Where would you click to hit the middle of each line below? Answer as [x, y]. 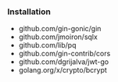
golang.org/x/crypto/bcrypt [63, 70]
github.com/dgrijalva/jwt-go [64, 62]
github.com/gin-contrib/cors [64, 54]
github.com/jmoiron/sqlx [58, 37]
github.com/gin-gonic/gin [60, 29]
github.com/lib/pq [47, 45]
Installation [29, 12]
